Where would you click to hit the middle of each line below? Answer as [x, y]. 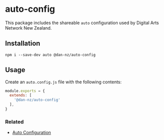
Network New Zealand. [29, 28]
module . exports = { [25, 91]
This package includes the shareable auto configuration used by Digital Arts [82, 23]
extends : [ [21, 95]
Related [15, 122]
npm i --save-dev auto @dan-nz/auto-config [50, 55]
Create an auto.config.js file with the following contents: [64, 82]
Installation [23, 44]
